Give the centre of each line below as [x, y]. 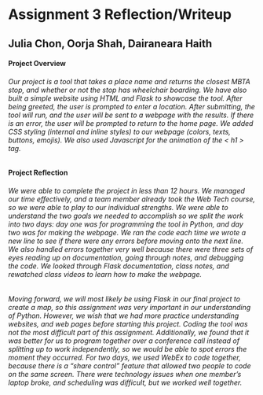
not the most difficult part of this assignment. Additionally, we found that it [129, 332]
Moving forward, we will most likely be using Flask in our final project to [124, 299]
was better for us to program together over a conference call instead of [124, 341]
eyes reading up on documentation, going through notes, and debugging [126, 257]
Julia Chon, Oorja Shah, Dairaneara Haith [110, 44]
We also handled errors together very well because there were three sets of [131, 249]
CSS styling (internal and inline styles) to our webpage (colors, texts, [120, 131]
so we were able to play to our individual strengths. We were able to [119, 207]
